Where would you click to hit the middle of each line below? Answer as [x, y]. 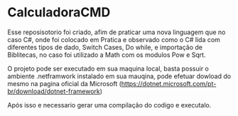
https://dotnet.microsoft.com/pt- [169, 83]
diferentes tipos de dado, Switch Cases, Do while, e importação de [105, 47]
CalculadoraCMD [59, 12]
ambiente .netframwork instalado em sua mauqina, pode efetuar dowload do [119, 76]
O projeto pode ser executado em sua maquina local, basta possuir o [108, 68]
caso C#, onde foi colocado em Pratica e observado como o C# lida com [114, 39]
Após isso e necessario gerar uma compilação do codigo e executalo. [109, 105]
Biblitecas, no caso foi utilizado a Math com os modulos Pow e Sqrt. [107, 55]
